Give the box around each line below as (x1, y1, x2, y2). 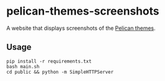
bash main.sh (6, 63, 40, 69)
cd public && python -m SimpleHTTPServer (6, 69, 114, 75)
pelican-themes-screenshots (6, 4, 159, 18)
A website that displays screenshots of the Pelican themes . (6, 24, 156, 32)
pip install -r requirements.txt (6, 58, 92, 65)
